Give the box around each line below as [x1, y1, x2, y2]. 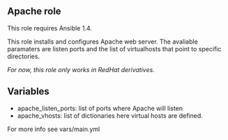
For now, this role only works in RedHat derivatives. [7, 65, 155, 73]
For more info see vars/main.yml [7, 125, 100, 133]
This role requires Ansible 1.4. [7, 24, 93, 32]
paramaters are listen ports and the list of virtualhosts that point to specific [7, 44, 222, 53]
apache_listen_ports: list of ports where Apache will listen [17, 104, 183, 112]
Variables [7, 86, 50, 98]
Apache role [7, 6, 61, 17]
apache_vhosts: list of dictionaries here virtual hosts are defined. [17, 111, 204, 120]
